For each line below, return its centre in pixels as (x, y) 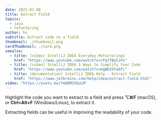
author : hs (16, 33)
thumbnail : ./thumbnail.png (34, 42)
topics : (13, 19)
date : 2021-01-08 (23, 10)
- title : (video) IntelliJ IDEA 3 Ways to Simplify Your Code (75, 65)
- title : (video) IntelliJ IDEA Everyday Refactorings (67, 56)
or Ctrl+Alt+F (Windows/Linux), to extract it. (50, 102)
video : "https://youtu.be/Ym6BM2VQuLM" (46, 83)
